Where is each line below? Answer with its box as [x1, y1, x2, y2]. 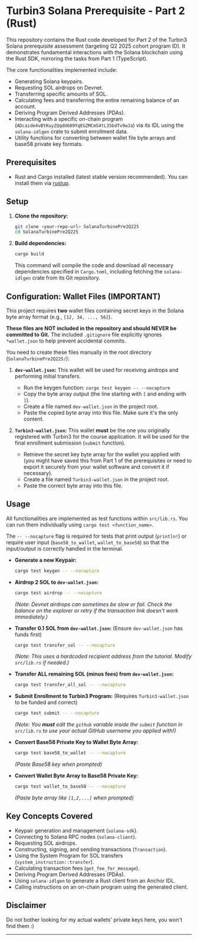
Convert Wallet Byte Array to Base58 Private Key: [14, 772, 138, 779]
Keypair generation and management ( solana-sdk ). [14, 827, 138, 834]
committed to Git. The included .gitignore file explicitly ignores [6, 331, 162, 338]
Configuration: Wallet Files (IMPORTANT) [6, 291, 161, 301]
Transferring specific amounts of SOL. [14, 90, 108, 97]
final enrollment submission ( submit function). [14, 439, 126, 446]
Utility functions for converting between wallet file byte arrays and [14, 134, 176, 141]
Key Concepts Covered [6, 811, 93, 821]
